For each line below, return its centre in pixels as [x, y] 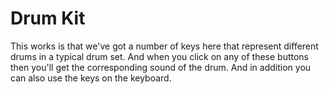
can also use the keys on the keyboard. [91, 78]
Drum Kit [48, 18]
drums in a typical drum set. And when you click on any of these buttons [159, 56]
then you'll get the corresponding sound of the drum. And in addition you [161, 67]
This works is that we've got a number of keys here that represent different [164, 46]
